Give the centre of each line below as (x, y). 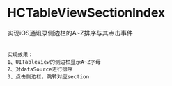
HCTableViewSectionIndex (86, 13)
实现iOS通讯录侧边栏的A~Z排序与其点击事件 (70, 33)
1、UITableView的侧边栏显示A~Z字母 (54, 62)
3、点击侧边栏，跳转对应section (48, 77)
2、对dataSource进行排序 (40, 69)
